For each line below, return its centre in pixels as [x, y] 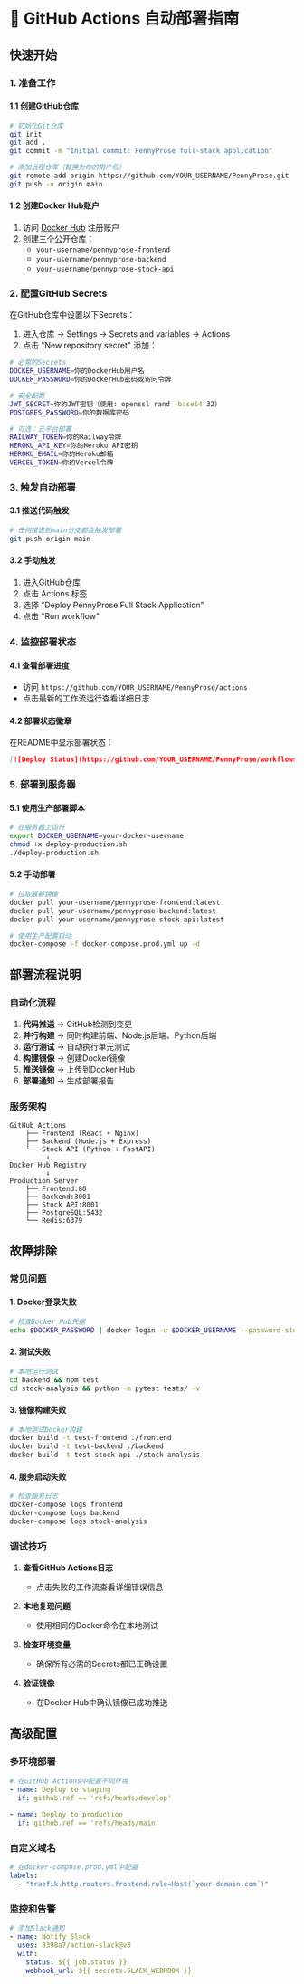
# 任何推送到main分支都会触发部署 [66, 530]
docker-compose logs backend [64, 1513]
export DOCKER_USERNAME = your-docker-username [96, 836]
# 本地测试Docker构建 [46, 1430]
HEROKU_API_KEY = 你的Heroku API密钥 [74, 446]
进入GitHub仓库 [52, 582]
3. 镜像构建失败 [38, 1409]
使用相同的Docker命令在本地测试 [97, 1626]
